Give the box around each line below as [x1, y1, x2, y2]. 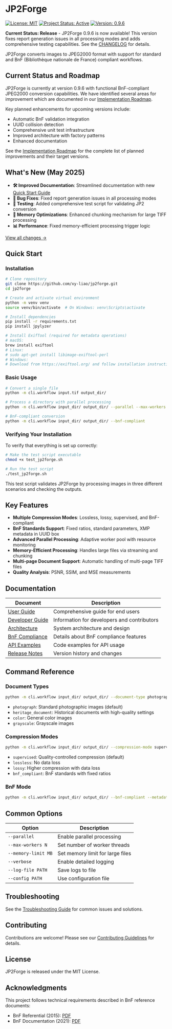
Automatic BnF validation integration [12, 116, 90, 122]
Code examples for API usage [53, 642, 125, 649]
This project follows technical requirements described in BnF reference [5, 997, 155, 1003]
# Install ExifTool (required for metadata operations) [5, 333, 127, 339]
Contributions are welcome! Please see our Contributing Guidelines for [5, 934, 155, 941]
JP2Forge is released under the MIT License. [5, 968, 100, 975]
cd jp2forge [5, 286, 31, 291]
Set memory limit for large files [57, 849, 132, 857]
